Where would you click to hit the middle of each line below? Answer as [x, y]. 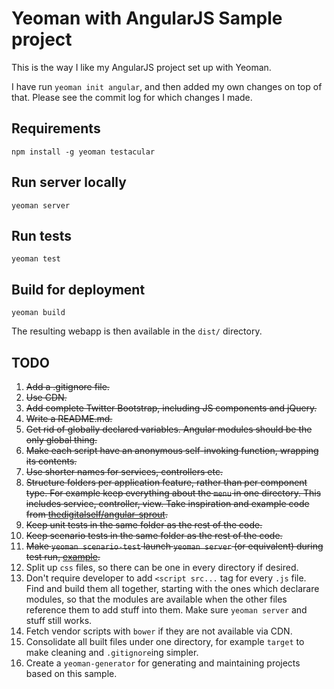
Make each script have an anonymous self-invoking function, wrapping [172, 450]
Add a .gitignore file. [67, 386]
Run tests [41, 235]
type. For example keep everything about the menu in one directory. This [173, 493]
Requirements [56, 128]
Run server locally [69, 182]
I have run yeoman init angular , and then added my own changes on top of [167, 86]
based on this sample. [71, 673]
